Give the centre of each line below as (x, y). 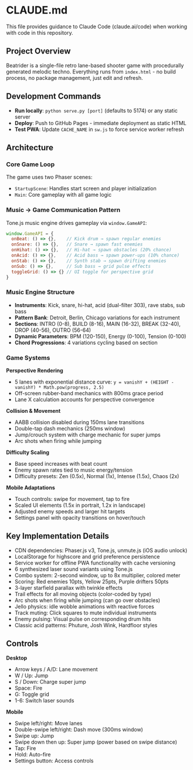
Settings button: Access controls (54, 761)
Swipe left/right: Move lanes (48, 723)
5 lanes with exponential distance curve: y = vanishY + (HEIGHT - (94, 382)
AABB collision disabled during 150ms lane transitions (79, 422)
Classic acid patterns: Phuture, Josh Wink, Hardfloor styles (86, 625)
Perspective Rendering (35, 371)
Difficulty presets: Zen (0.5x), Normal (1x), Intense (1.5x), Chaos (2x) (97, 476)
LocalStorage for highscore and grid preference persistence (87, 556)
